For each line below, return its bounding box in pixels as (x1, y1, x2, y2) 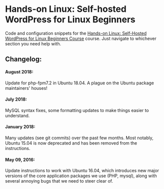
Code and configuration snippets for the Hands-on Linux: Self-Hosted (5, 30, 147, 36)
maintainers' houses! (5, 85, 48, 91)
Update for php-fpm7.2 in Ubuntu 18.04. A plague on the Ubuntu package (5, 80, 154, 86)
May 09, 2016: (5, 156, 35, 162)
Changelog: (5, 55, 42, 64)
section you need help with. (5, 40, 62, 46)
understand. (5, 113, 30, 118)
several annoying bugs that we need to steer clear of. (5, 178, 113, 184)
